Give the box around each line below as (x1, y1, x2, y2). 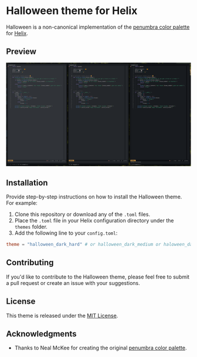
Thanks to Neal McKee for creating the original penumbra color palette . (14, 344, 187, 352)
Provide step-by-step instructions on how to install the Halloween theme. (6, 193, 182, 200)
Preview (6, 47, 37, 57)
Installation (6, 177, 48, 188)
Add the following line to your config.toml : (14, 229, 118, 236)
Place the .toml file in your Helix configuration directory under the (14, 217, 174, 224)
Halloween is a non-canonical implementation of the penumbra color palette (6, 23, 190, 30)
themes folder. (14, 224, 48, 231)
